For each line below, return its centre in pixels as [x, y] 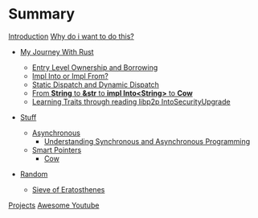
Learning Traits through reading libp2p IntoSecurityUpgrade [131, 101]
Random [34, 174]
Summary [41, 14]
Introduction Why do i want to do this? [71, 36]
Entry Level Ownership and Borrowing [95, 67]
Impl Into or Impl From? [70, 76]
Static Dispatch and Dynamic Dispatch [95, 84]
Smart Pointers [57, 150]
